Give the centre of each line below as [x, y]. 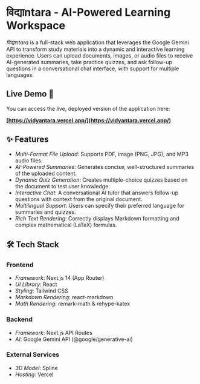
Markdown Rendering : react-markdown [64, 297]
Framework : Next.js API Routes [53, 333]
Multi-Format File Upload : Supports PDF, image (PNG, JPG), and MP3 [102, 154]
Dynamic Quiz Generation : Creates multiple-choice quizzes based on [101, 180]
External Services [33, 355]
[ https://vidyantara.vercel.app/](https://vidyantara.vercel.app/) [89, 120]
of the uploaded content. [46, 173]
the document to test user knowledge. [62, 186]
